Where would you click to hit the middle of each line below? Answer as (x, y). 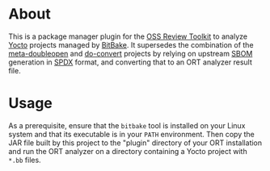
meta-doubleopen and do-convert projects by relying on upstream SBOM (131, 53)
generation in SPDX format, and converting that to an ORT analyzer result (131, 62)
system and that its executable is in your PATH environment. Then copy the (131, 134)
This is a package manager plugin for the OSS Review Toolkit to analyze (128, 36)
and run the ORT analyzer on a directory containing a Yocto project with (128, 151)
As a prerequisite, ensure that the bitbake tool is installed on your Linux (127, 125)
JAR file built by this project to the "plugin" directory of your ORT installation (135, 143)
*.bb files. (25, 160)
